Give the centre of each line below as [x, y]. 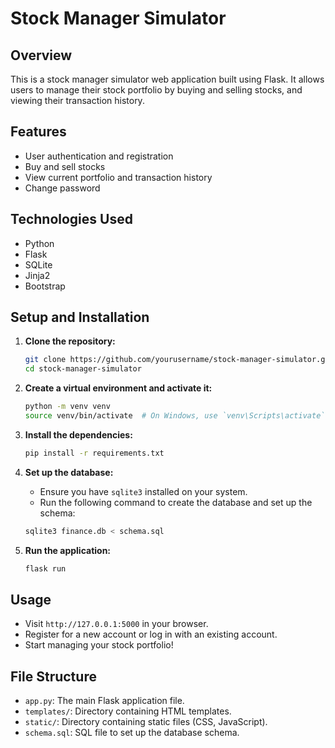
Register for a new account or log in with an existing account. [151, 634]
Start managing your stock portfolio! [99, 645]
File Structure [53, 676]
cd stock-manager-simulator [83, 369]
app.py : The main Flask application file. [104, 701]
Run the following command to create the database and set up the [176, 502]
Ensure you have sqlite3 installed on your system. [143, 491]
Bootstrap [45, 286]
